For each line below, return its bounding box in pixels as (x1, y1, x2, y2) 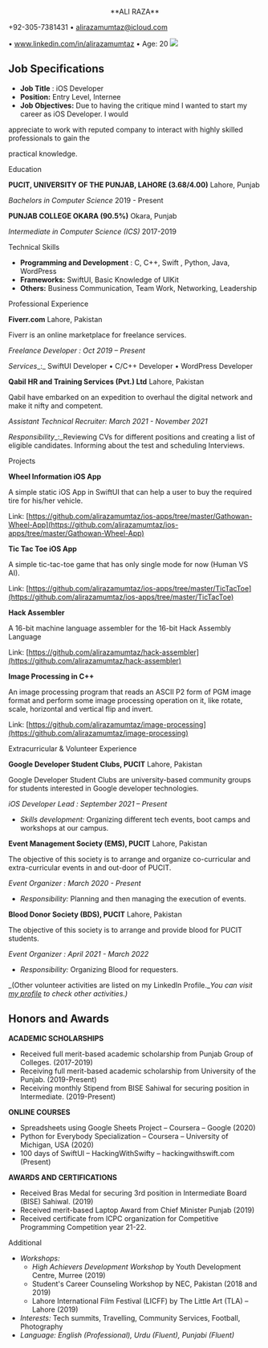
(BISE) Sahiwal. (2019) (19, 1196, 94, 1206)
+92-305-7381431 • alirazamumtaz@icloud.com (8, 22, 169, 31)
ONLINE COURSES (8, 1107, 71, 1117)
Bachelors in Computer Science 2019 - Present (8, 195, 164, 205)
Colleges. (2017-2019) (19, 1057, 94, 1067)
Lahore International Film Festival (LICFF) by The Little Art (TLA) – (31, 1296, 249, 1305)
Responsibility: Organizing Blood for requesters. (19, 964, 179, 974)
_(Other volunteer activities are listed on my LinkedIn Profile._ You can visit (8, 980, 253, 990)
